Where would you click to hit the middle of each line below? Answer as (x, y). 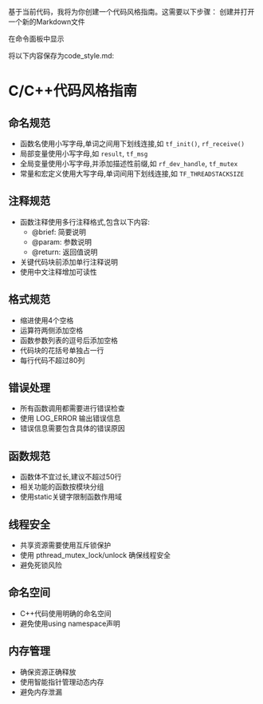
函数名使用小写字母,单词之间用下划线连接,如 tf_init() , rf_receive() (132, 143)
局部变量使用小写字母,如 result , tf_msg (84, 153)
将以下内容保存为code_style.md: (61, 56)
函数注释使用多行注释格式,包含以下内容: (84, 221)
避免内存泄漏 (41, 692)
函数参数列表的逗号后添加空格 (69, 340)
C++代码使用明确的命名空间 (65, 613)
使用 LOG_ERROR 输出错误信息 (70, 419)
